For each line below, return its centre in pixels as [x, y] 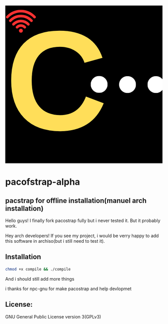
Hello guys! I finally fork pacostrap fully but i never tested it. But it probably [83, 221]
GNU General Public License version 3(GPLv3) [53, 316]
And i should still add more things [40, 279]
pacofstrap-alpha [43, 182]
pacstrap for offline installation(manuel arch [76, 201]
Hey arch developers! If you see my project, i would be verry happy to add [82, 236]
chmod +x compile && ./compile [38, 269]
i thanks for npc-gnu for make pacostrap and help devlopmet [68, 289]
